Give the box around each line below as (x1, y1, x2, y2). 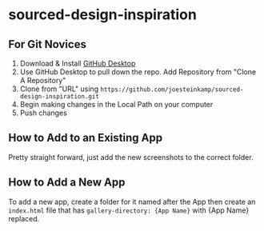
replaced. (8, 213, 40, 223)
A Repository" (19, 76, 66, 85)
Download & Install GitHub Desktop (19, 58, 136, 68)
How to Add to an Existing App (8, 131, 162, 145)
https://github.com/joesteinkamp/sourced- (99, 86, 244, 94)
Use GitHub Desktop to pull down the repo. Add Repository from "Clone (19, 67, 257, 77)
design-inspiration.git (19, 93, 100, 101)
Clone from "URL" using (19, 84, 98, 94)
